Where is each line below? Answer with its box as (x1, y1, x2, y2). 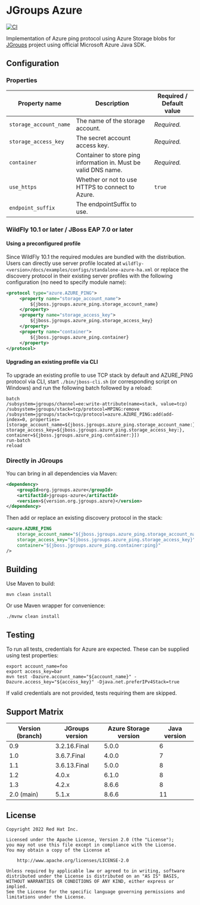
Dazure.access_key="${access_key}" (6, 679, 95, 685)
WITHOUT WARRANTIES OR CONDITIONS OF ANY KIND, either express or (6, 878, 174, 884)
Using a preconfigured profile (6, 240, 81, 247)
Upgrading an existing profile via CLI (6, 358, 98, 365)
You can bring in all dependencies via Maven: (6, 470, 118, 477)
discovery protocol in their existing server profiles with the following (6, 272, 173, 279)
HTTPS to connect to (76, 183, 135, 191)
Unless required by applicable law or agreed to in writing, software (6, 867, 185, 874)
